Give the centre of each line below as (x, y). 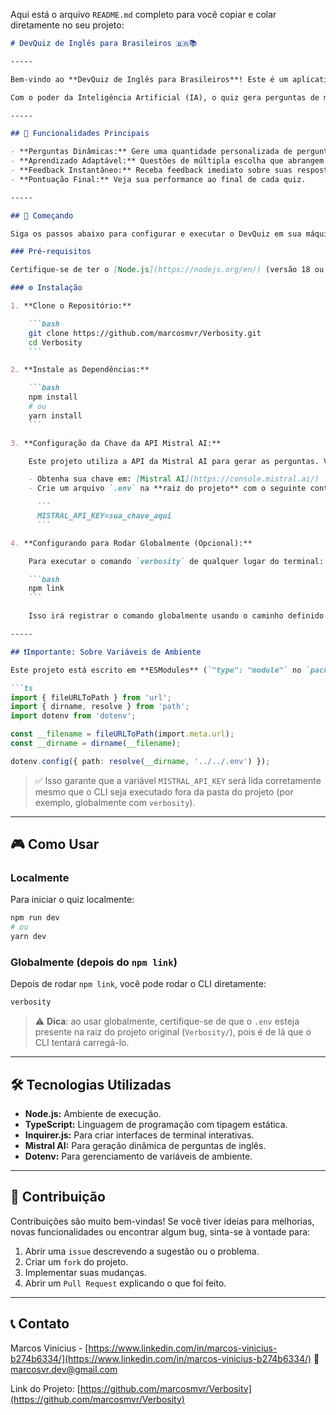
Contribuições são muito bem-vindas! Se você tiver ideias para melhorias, (162, 1221)
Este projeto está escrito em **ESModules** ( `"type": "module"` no (156, 670)
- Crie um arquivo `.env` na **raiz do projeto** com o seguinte (167, 489)
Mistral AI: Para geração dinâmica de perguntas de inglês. (145, 1146)
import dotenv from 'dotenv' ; (73, 716)
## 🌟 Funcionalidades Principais (80, 134)
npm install (53, 397)
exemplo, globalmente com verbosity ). (115, 802)
